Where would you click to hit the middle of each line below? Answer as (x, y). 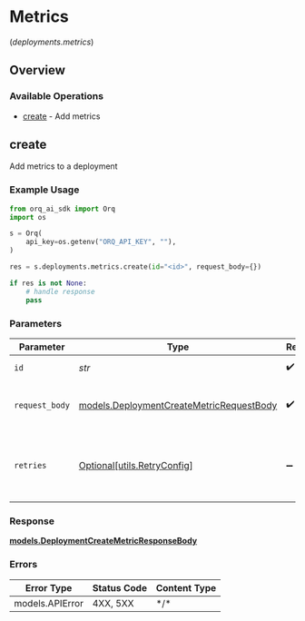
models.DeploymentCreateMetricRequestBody (178, 405)
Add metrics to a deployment (64, 166)
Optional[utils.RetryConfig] (136, 465)
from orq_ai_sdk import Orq (63, 209)
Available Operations (57, 96)
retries (30, 465)
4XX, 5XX (113, 603)
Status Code (120, 587)
